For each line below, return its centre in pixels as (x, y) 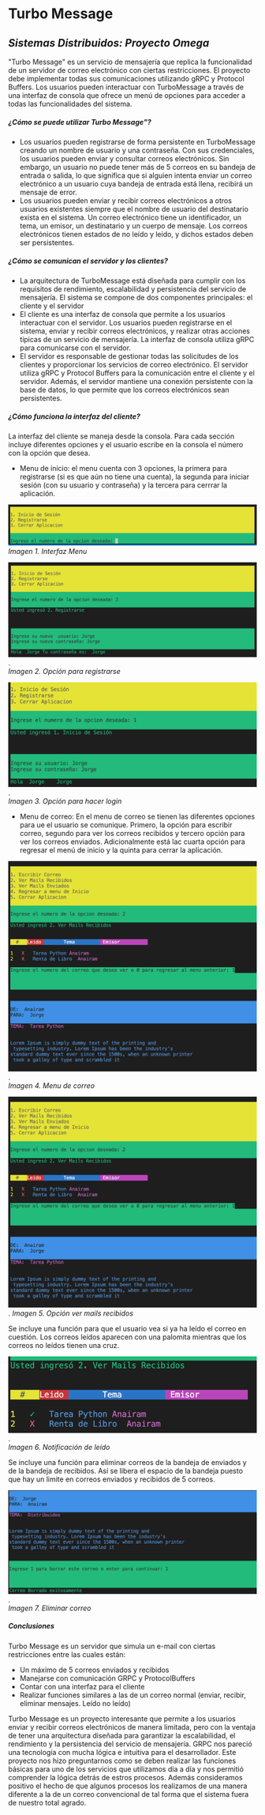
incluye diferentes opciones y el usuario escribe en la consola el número (126, 444)
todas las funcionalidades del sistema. (70, 104)
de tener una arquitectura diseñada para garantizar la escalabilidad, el (122, 1735)
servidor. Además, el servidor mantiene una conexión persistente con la (136, 381)
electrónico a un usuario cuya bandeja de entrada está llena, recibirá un (136, 183)
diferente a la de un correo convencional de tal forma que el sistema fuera (129, 1794)
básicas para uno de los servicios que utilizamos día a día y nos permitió (126, 1769)
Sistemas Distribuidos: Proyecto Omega (109, 43)
